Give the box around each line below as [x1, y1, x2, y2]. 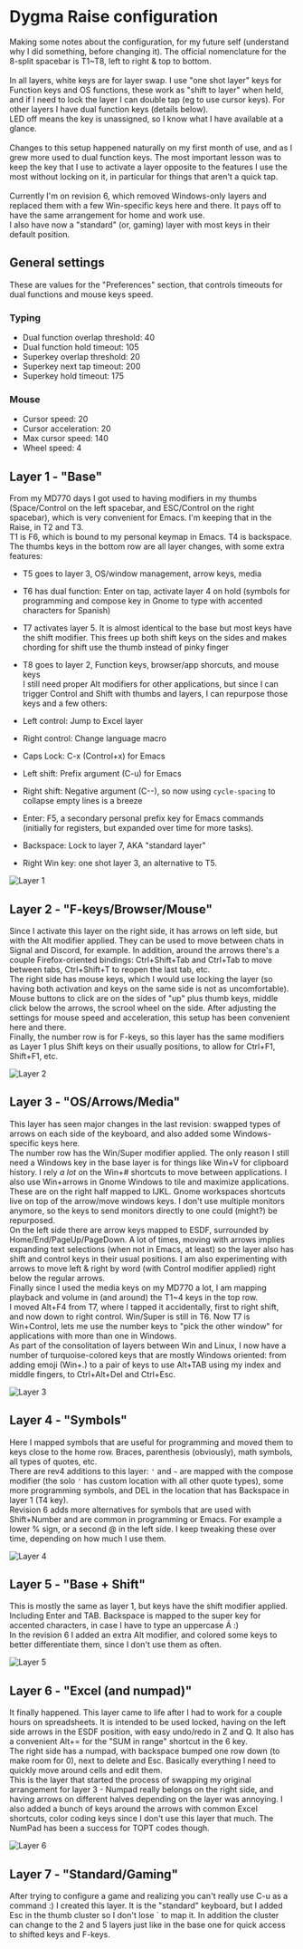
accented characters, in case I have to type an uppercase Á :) [9, 1620, 240, 1631]
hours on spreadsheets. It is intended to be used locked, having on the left [9, 1717, 287, 1728]
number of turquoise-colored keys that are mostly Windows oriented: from [9, 1349, 287, 1360]
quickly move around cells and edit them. [9, 1765, 163, 1776]
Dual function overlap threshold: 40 [22, 333, 156, 343]
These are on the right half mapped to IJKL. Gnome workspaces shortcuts [9, 1185, 286, 1197]
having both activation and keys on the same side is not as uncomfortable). [9, 983, 289, 994]
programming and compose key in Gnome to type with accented [22, 595, 263, 606]
